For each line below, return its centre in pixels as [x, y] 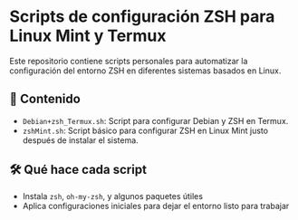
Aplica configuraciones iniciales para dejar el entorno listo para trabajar [156, 206]
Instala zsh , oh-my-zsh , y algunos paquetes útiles [113, 196]
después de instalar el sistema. [80, 140]
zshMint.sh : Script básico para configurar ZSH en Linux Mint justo [145, 130]
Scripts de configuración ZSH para [142, 17]
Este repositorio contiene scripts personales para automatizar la [129, 61]
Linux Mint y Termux [88, 36]
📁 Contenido [45, 99]
